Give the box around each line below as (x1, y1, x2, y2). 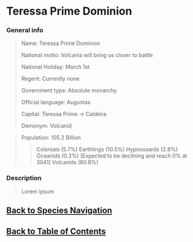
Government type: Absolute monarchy (21, 87, 117, 94)
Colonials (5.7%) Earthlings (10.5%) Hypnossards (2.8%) (36, 146, 178, 153)
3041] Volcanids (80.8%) (36, 159, 99, 166)
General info (6, 26, 44, 35)
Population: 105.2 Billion (21, 134, 81, 141)
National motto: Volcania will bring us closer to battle (21, 52, 154, 59)
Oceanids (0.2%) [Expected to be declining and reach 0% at (36, 152, 188, 159)
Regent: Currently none (21, 75, 80, 83)
